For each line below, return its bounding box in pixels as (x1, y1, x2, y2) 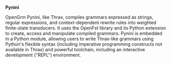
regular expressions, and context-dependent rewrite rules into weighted (5, 20, 157, 25)
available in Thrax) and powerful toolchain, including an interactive (5, 47, 145, 52)
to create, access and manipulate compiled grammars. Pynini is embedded (5, 30, 162, 36)
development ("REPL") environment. (5, 52, 81, 58)
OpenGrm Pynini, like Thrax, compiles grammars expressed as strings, (5, 14, 154, 20)
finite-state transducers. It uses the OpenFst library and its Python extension (5, 25, 166, 31)
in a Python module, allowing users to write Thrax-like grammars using (5, 36, 154, 42)
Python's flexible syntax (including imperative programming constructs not (5, 41, 162, 47)
